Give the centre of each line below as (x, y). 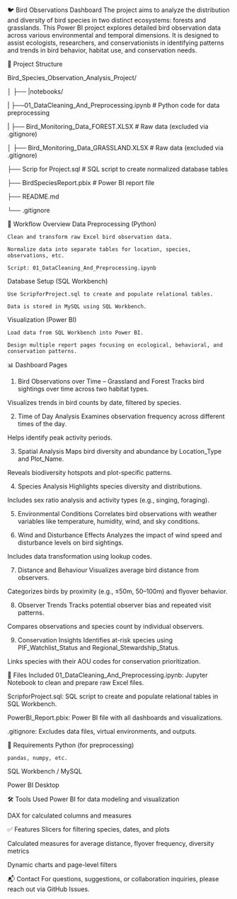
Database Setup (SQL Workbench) (58, 281)
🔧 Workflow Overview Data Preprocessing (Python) (82, 224)
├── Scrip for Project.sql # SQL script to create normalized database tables (118, 169)
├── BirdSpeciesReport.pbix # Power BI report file (81, 183)
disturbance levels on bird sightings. (70, 542)
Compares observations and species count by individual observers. (106, 626)
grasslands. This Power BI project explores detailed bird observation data (114, 28)
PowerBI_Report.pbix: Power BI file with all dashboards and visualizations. (115, 717)
